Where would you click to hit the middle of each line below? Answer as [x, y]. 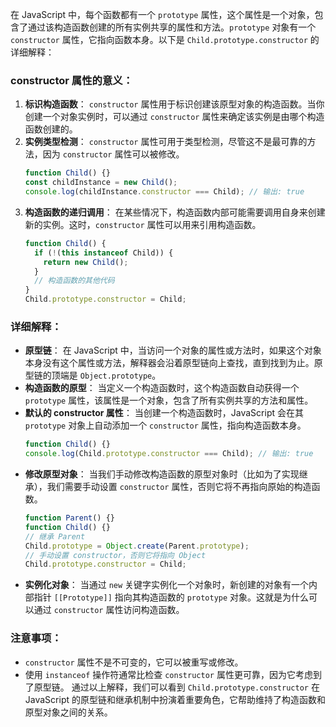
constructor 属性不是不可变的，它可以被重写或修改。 [134, 662]
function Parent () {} [69, 518]
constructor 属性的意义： [72, 80]
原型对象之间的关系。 [68, 712]
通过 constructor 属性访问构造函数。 [109, 610]
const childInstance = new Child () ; [101, 183]
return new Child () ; [86, 262]
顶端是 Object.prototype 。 [106, 375]
